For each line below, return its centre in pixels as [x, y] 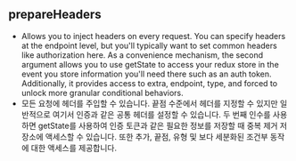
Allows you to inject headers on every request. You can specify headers [153, 36]
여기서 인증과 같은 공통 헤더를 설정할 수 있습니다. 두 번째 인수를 [161, 114]
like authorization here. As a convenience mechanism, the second [142, 55]
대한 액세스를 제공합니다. [74, 148]
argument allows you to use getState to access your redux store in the [150, 64]
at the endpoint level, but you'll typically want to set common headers [149, 45]
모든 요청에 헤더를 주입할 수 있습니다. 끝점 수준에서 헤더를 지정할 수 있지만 [149, 103]
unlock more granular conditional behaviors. [102, 93]
